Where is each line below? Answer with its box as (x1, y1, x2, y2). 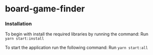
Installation (5, 21, 32, 27)
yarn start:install (5, 36, 44, 41)
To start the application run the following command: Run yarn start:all (5, 44, 148, 51)
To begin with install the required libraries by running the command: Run (5, 31, 149, 37)
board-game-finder (5, 3, 85, 14)
